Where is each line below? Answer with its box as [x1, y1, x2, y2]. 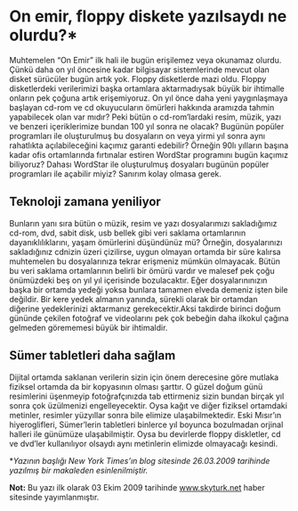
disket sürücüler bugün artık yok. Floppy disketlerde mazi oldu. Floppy [9, 73, 267, 84]
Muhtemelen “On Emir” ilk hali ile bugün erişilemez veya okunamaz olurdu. [9, 54, 282, 65]
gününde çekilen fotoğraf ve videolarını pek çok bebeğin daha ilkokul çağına [9, 312, 289, 323]
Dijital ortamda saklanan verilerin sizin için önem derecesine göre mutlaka [9, 372, 279, 383]
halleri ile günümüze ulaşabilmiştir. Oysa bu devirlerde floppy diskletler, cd [9, 428, 282, 439]
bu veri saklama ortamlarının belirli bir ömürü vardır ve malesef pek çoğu [9, 265, 275, 276]
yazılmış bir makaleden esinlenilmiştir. [9, 465, 149, 475]
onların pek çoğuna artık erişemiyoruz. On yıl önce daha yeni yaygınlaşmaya [9, 92, 288, 103]
